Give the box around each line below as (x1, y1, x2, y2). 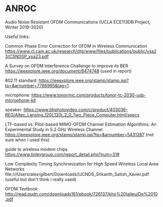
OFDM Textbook (5, 186, 38, 191)
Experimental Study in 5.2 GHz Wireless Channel (5, 126, 103, 132)
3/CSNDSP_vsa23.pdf (5, 53, 49, 59)
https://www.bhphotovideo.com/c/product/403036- (23, 107, 128, 113)
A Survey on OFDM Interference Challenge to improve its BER (5, 63, 128, 69)
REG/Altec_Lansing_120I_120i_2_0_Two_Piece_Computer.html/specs (5, 112, 140, 117)
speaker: (5, 107, 23, 113)
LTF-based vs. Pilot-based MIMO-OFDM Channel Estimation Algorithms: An (5, 121, 157, 127)
